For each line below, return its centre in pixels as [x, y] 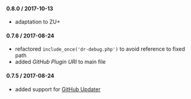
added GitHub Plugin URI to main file [60, 62]
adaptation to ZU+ [38, 22]
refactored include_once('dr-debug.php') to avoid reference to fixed [100, 49]
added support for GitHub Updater [58, 89]
